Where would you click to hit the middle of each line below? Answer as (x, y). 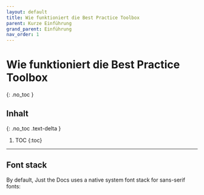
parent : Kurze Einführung (39, 23)
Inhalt (17, 114)
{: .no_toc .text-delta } (34, 128)
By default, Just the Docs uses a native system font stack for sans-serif (96, 180)
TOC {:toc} (29, 140)
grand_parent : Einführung (39, 29)
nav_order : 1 (23, 35)
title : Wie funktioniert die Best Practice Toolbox (73, 18)
